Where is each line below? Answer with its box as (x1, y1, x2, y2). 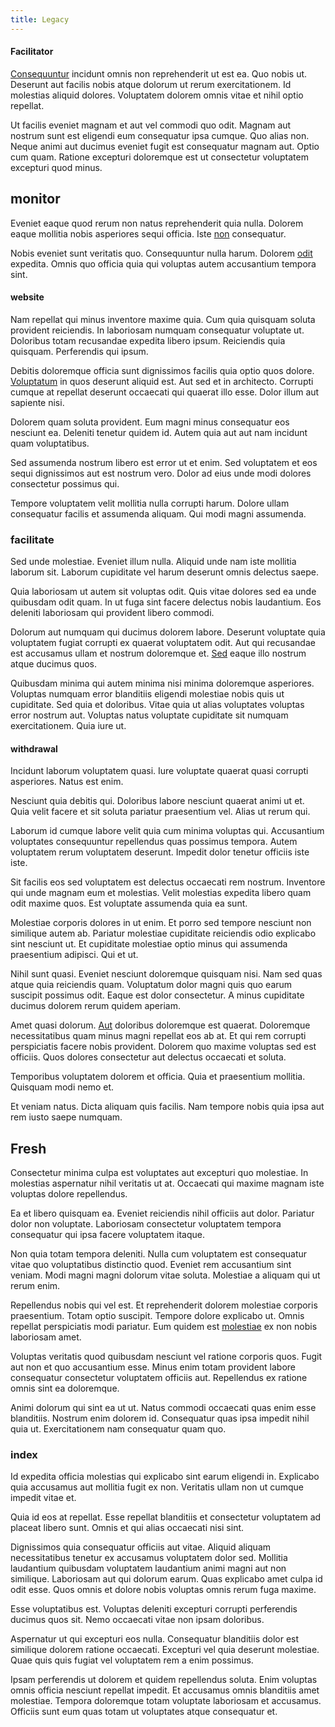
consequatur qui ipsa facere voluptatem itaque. (10, 1229, 205, 1241)
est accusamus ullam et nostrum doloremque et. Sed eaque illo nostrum (10, 647, 307, 660)
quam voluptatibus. (10, 437, 90, 449)
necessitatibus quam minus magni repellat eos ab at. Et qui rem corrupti (10, 1030, 307, 1042)
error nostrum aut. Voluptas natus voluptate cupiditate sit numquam (10, 709, 289, 721)
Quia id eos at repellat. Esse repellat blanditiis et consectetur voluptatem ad (10, 1511, 322, 1523)
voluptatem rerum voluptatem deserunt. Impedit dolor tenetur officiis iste (10, 846, 310, 858)
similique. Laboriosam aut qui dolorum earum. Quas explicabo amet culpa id (10, 1573, 323, 1585)
